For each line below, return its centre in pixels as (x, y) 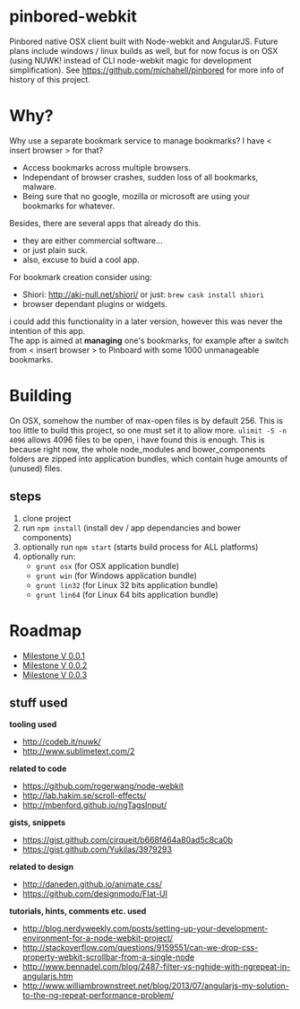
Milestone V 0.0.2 (55, 665)
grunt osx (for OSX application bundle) (107, 566)
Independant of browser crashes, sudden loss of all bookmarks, (140, 177)
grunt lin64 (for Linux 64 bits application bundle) (127, 594)
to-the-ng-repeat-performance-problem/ (98, 996)
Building (41, 396)
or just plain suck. (55, 250)
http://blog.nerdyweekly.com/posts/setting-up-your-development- (145, 929)
